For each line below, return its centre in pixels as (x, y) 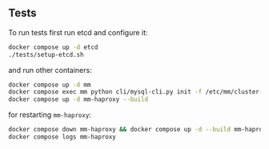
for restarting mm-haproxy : (50, 115)
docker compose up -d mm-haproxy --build (78, 99)
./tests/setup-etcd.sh (46, 54)
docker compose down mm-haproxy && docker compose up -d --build (119, 130)
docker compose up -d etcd (53, 47)
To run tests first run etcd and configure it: (78, 32)
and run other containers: (50, 70)
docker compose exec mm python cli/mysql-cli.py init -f (105, 92)
